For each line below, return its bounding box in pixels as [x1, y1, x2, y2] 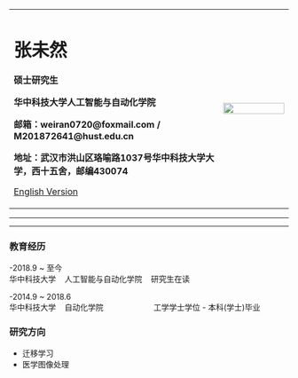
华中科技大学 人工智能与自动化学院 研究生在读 [9, 273, 191, 284]
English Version [13, 185, 78, 198]
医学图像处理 [21, 358, 69, 369]
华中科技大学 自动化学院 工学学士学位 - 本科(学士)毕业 [9, 302, 261, 312]
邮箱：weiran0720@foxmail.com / [13, 119, 161, 131]
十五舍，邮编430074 [40, 165, 129, 177]
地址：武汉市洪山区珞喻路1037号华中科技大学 [13, 152, 206, 164]
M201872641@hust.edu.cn [13, 130, 135, 143]
